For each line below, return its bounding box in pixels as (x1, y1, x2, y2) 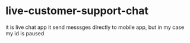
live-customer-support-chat (5, 4, 149, 18)
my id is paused (5, 29, 45, 37)
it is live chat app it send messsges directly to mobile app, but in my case (5, 24, 185, 31)
